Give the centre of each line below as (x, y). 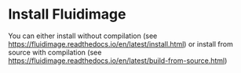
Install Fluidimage (67, 14)
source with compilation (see (55, 52)
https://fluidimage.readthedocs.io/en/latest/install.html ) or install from (120, 43)
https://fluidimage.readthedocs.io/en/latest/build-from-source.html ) (118, 61)
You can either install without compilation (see (83, 36)
